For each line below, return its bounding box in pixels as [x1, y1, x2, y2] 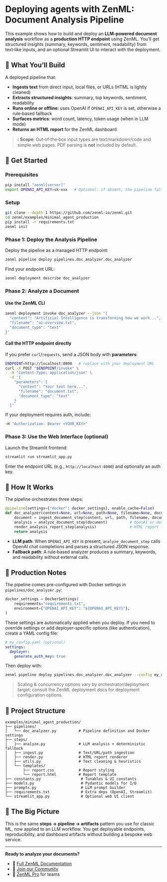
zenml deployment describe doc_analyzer [5, 276, 90, 281]
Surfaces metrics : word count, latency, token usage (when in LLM [12, 116, 149, 122]
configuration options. [17, 692, 63, 698]
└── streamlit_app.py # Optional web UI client [5, 794, 135, 799]
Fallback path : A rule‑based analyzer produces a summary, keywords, [12, 549, 157, 555]
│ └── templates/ [5, 763, 46, 769]
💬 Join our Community [12, 866, 59, 872]
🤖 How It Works [5, 483, 54, 491]
